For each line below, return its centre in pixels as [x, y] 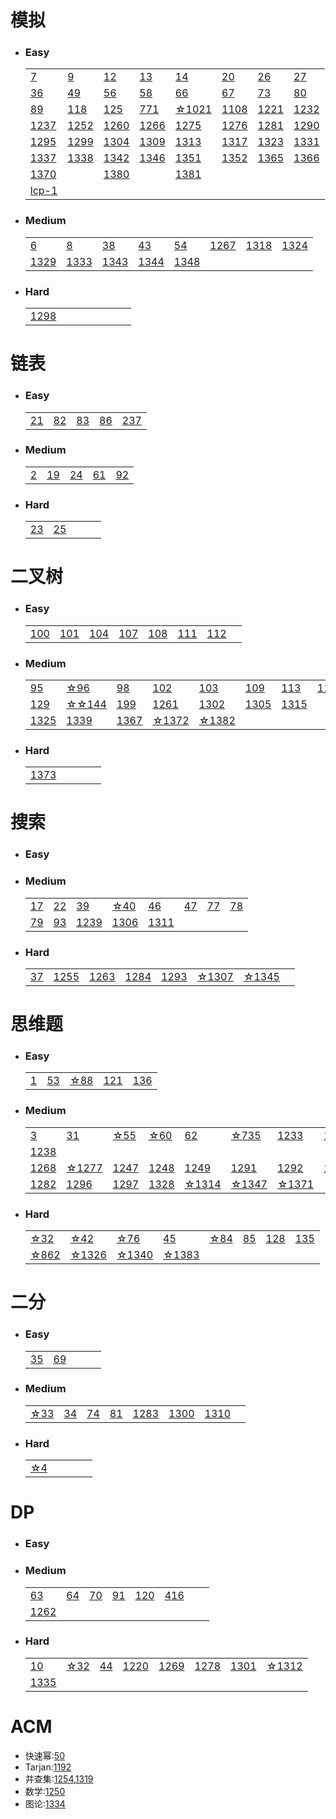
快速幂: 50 [44, 1755]
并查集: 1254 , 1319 [59, 1778]
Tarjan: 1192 [48, 1767]
